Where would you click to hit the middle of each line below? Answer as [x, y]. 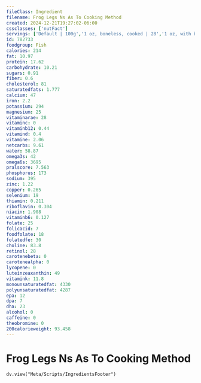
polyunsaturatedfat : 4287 [38, 290]
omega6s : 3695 [24, 162]
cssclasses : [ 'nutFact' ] [37, 28]
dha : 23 [16, 307]
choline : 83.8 [24, 245]
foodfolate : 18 [25, 234]
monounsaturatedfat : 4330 [38, 284]
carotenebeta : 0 [26, 257]
